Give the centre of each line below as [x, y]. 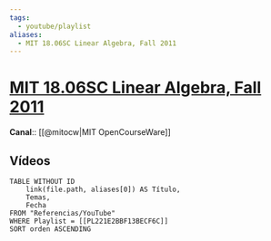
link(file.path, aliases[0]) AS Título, [103, 189]
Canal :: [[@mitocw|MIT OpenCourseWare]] [90, 132]
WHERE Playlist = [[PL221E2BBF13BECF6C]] [89, 221]
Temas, [38, 198]
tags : [20, 18]
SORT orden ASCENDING [50, 229]
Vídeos [30, 161]
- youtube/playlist [55, 26]
